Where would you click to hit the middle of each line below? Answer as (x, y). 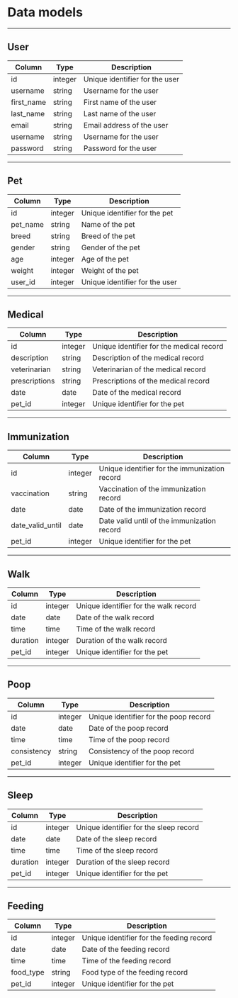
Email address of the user (126, 125)
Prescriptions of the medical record (151, 381)
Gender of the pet (110, 247)
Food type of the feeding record (135, 972)
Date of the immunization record (153, 510)
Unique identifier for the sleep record (138, 827)
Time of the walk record (116, 629)
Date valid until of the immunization (157, 521)
